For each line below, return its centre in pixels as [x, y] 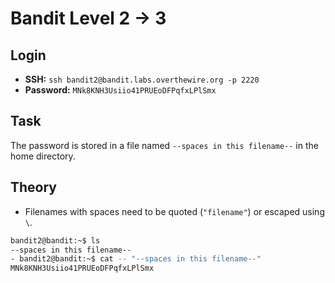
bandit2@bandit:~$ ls [55, 240]
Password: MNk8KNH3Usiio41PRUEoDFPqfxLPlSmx [120, 90]
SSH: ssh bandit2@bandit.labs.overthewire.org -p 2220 [142, 79]
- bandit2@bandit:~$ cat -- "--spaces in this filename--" [136, 259]
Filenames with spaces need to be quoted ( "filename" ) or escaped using [174, 211]
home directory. [43, 156]
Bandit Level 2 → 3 [88, 18]
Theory [34, 187]
